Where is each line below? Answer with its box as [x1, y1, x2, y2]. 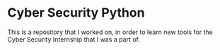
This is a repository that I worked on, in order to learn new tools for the [7, 28, 214, 36]
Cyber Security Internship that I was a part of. [7, 35, 140, 43]
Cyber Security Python [7, 5, 145, 21]
